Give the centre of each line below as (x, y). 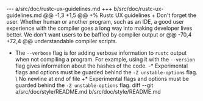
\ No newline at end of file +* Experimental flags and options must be (102, 79)
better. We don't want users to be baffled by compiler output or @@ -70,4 (99, 35)
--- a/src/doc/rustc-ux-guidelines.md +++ (59, 9)
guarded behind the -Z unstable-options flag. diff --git (84, 85)
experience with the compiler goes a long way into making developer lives (99, 28)
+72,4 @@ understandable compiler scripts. (62, 41)
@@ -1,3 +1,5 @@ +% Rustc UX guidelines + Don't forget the (120, 15)
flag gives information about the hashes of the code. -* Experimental (101, 66)
